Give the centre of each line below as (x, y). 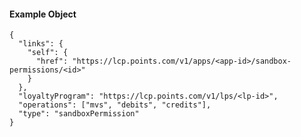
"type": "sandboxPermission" (79, 114)
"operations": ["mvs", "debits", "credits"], (115, 105)
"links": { (41, 44)
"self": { (48, 53)
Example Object (43, 14)
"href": (52, 61)
